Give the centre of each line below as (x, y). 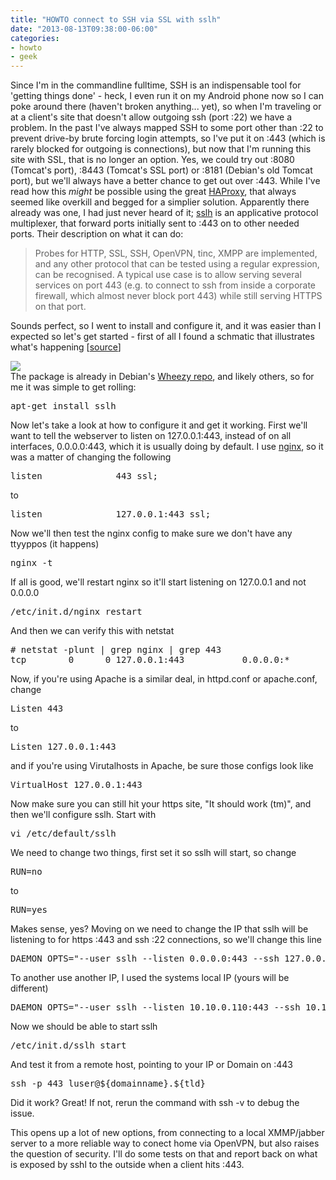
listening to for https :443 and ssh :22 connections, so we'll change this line (166, 940)
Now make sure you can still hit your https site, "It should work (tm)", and (161, 804)
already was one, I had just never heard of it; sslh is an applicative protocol (164, 213)
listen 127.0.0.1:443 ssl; (111, 514)
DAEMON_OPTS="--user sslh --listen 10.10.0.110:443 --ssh (155, 1007)
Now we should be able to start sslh (84, 1027)
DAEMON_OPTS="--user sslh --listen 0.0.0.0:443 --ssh (145, 959)
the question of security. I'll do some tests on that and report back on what (164, 1154)
